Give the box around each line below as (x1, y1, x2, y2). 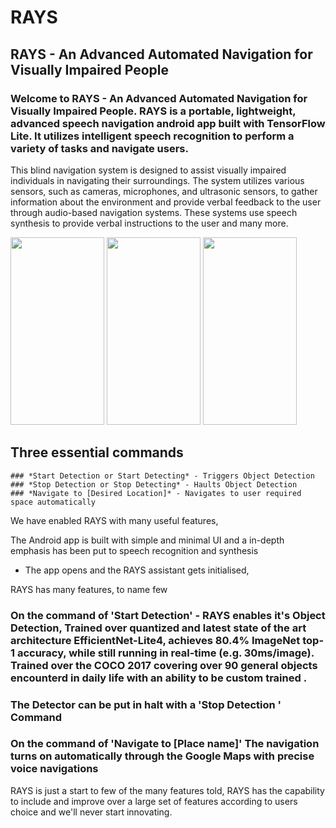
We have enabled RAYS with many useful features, (10, 514, 219, 526)
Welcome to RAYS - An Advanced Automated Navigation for (10, 91, 308, 105)
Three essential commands (10, 444, 184, 461)
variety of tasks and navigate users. (10, 141, 189, 155)
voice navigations (10, 762, 99, 776)
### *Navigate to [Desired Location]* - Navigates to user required (10, 488, 302, 498)
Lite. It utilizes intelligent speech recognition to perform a (10, 129, 295, 143)
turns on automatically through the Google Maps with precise (10, 749, 315, 763)
